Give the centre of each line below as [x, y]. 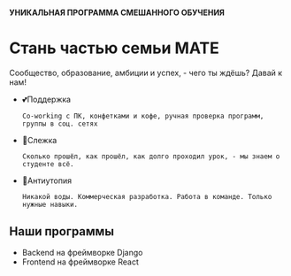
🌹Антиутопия [47, 180]
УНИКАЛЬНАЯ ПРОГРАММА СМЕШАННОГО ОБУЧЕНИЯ [117, 12]
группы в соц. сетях [60, 124]
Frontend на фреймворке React [80, 262]
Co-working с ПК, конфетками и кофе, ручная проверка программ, [143, 116]
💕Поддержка [46, 99]
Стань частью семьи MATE [114, 48]
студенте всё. [48, 164]
